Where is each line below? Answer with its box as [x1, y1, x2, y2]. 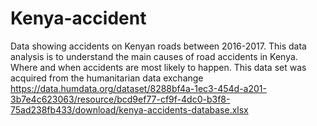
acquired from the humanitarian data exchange [10, 72, 204, 84]
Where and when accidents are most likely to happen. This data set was [10, 61, 307, 73]
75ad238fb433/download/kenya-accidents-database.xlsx [10, 103, 249, 116]
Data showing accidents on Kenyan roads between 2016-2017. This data [10, 40, 307, 52]
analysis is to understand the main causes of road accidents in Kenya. [10, 50, 298, 62]
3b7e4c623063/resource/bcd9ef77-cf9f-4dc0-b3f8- [10, 93, 231, 105]
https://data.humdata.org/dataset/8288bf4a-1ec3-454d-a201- [10, 82, 267, 94]
